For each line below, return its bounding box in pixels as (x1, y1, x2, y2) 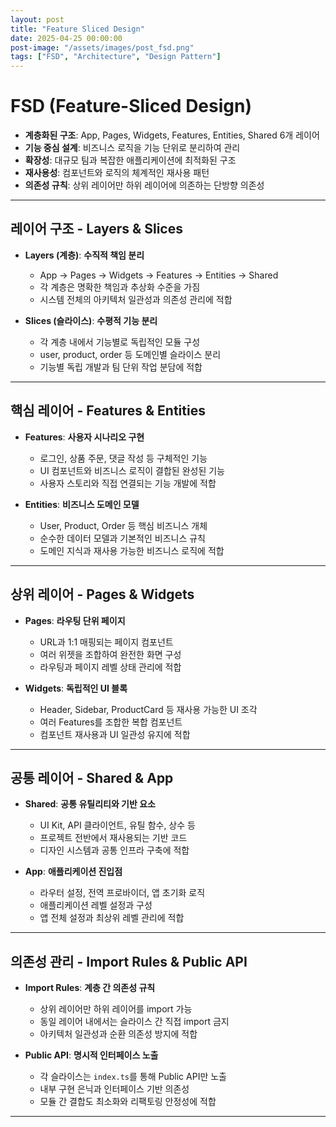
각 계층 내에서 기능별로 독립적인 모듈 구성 (39, 336, 201, 348)
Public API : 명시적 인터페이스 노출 (24, 1049, 159, 1061)
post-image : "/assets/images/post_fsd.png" (10, 42, 195, 53)
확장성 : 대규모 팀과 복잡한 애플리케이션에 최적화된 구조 (24, 154, 237, 166)
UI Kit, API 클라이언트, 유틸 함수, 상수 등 (39, 819, 196, 831)
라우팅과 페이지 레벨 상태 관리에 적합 (39, 661, 182, 673)
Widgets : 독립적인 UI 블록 (24, 682, 128, 694)
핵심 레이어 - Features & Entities (10, 402, 206, 420)
